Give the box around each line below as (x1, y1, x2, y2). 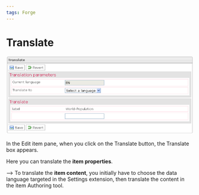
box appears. (6, 146, 39, 154)
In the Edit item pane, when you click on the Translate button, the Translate (6, 140, 189, 148)
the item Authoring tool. (6, 182, 64, 189)
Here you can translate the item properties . (6, 158, 113, 165)
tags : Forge (6, 9, 36, 15)
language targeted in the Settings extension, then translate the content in (6, 175, 185, 183)
